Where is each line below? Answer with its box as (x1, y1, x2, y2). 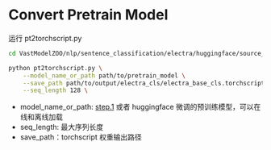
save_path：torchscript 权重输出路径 (19, 132, 143, 142)
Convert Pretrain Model (8, 6, 169, 24)
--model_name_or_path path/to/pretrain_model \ (23, 71, 186, 80)
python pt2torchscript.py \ (8, 64, 103, 72)
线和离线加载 (19, 112, 63, 122)
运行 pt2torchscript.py (8, 33, 82, 43)
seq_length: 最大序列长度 (19, 123, 104, 132)
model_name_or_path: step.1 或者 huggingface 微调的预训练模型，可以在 (19, 102, 261, 112)
